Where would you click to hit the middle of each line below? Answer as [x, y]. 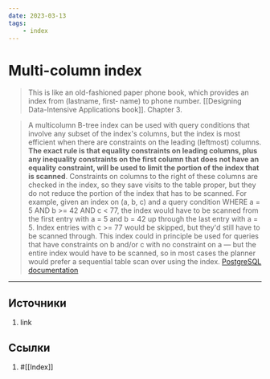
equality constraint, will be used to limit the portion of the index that [143, 168]
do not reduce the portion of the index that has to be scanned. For [137, 194]
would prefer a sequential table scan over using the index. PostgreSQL [145, 262]
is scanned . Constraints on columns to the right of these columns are [143, 177]
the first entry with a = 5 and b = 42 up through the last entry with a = [143, 219]
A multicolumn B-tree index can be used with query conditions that [139, 125]
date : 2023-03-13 [37, 16]
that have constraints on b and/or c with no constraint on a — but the [142, 245]
